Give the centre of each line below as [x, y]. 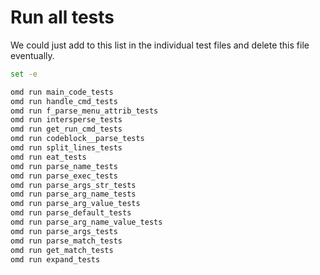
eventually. [32, 55]
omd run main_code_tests [62, 92]
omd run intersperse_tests [66, 120]
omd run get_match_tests [62, 250]
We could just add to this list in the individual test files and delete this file [160, 45]
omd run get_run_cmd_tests [66, 129]
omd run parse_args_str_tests [73, 185]
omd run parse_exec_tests [64, 176]
